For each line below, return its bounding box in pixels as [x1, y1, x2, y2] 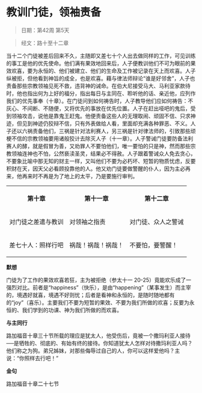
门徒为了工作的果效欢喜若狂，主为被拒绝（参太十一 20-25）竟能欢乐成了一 [6, 276, 192, 283]
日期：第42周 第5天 [20, 26, 70, 34]
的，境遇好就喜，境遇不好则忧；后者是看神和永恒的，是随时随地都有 [6, 291, 175, 299]
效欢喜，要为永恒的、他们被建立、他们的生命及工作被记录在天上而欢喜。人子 [6, 67, 196, 74]
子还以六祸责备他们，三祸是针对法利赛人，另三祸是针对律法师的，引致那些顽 [6, 127, 196, 134]
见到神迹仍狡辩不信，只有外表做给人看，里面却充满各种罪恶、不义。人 [22, 120, 196, 127]
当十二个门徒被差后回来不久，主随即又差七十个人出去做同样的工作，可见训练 [6, 52, 196, 59]
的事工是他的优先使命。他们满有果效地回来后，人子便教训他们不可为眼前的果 [6, 60, 196, 67]
